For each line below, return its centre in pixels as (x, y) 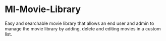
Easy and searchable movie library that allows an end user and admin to (79, 23)
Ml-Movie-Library (43, 9)
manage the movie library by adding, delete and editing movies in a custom (83, 28)
